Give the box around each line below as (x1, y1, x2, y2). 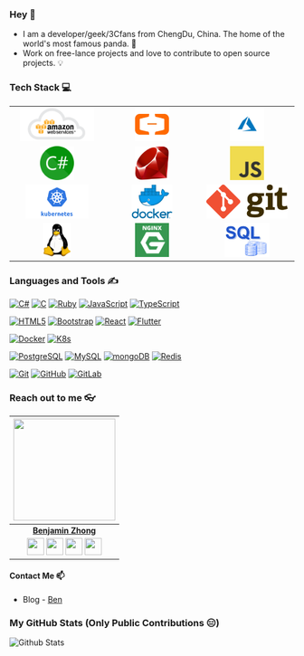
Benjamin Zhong (33, 525, 97, 536)
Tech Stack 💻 (9, 81, 72, 94)
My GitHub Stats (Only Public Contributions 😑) (9, 616, 220, 629)
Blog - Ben (22, 594, 63, 604)
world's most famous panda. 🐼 (22, 38, 138, 49)
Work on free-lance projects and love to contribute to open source (22, 48, 271, 59)
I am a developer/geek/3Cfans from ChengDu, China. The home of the (22, 29, 285, 40)
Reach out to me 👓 (9, 391, 96, 404)
